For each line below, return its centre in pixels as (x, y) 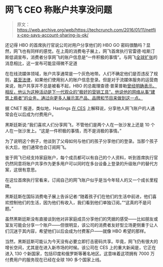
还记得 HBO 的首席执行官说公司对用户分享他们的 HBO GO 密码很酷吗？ (76, 45)
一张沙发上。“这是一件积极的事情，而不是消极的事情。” (67, 131)
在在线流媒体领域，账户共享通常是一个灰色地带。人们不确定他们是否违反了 (79, 73)
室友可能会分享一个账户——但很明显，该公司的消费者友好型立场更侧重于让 (79, 225)
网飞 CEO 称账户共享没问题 (59, 10)
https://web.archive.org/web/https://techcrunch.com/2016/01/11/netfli (86, 30)
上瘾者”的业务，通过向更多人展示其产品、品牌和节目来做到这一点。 (76, 98)
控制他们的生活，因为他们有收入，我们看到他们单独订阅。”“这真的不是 (78, 202)
